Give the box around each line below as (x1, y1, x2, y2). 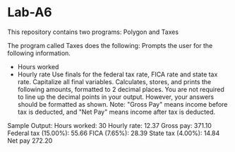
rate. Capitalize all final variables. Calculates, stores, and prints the (17, 77, 212, 86)
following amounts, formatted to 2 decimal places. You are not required (17, 85, 224, 93)
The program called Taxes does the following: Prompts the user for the (7, 41, 213, 49)
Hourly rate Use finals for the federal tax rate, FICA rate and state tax (17, 70, 218, 78)
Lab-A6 (7, 4, 52, 21)
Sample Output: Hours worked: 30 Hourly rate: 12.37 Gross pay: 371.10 (7, 121, 212, 129)
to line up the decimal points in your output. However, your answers (17, 93, 214, 101)
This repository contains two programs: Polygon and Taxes (7, 28, 179, 36)
